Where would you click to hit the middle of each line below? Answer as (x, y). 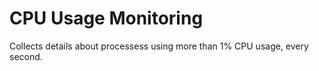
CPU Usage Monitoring (106, 18)
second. (26, 56)
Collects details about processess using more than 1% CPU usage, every (159, 46)
